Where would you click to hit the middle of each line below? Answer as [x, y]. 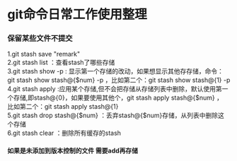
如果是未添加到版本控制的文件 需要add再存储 [73, 151]
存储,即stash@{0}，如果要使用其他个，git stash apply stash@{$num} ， [118, 98]
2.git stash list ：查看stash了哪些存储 [61, 62]
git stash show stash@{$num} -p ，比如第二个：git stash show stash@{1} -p [119, 80]
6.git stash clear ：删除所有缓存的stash [64, 133]
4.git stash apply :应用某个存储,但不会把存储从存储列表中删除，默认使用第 [115, 89]
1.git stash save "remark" [44, 54]
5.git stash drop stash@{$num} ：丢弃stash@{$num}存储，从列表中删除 [113, 115]
